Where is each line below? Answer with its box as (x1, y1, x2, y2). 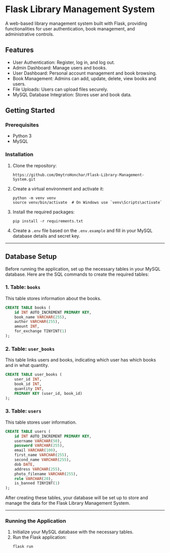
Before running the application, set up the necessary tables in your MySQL (5, 266, 161, 272)
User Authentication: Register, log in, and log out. (12, 59, 115, 65)
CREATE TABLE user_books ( (5, 372, 62, 377)
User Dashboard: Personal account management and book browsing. (12, 70, 157, 76)
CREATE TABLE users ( (5, 429, 51, 434)
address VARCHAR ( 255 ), (14, 466, 62, 472)
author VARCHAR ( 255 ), (14, 319, 60, 324)
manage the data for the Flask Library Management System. (5, 500, 131, 506)
